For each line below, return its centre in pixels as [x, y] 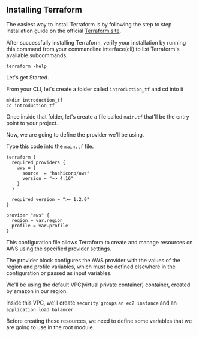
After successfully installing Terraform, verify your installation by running [96, 42]
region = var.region [37, 220]
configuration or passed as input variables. [59, 273]
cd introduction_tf [31, 105]
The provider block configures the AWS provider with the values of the [94, 260]
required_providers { [39, 162]
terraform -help [26, 66]
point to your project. [32, 123]
